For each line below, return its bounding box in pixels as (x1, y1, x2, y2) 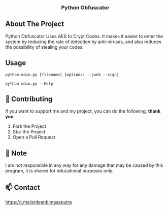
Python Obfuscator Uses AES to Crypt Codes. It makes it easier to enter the (5, 33, 163, 39)
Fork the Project (12, 123, 47, 129)
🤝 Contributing (5, 94, 53, 103)
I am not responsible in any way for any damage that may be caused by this (5, 162, 163, 168)
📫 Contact (5, 183, 41, 192)
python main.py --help (5, 81, 53, 86)
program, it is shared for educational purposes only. (5, 168, 114, 174)
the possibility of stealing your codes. (5, 44, 84, 50)
